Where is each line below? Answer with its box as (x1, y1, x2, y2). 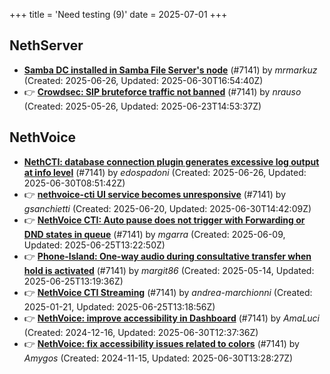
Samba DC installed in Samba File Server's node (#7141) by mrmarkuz (23, 64, 318, 76)
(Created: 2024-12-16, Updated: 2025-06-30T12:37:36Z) (23, 326, 259, 338)
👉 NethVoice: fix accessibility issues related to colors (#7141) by (23, 337, 300, 349)
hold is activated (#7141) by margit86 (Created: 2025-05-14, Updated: (23, 264, 315, 276)
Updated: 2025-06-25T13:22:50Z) (23, 239, 166, 251)
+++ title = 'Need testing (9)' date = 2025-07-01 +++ (9, 9, 228, 20)
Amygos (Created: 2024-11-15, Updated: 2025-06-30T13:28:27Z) (23, 352, 294, 364)
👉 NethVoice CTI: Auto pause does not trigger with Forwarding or (23, 214, 306, 226)
